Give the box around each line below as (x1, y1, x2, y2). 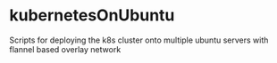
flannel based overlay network (9, 43, 122, 54)
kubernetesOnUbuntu (9, 5, 175, 26)
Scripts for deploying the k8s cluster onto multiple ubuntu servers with (9, 35, 269, 45)
